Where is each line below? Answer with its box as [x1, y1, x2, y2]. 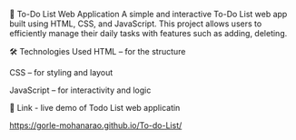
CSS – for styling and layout [9, 67, 113, 77]
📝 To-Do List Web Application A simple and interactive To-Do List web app [9, 9, 288, 19]
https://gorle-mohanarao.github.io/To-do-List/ [9, 120, 183, 131]
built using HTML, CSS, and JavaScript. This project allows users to [9, 18, 262, 29]
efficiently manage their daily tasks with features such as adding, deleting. [9, 28, 288, 38]
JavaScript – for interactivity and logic [9, 85, 152, 95]
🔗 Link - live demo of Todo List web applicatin [9, 103, 181, 113]
